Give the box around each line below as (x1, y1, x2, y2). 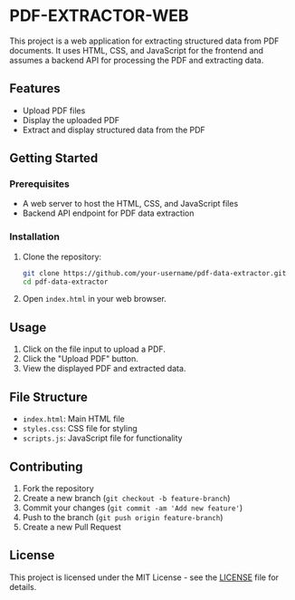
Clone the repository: (22, 251, 102, 262)
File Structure (9, 389, 88, 404)
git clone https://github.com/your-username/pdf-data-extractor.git (22, 268, 287, 277)
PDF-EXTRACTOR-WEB (9, 5, 189, 26)
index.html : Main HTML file (22, 413, 125, 424)
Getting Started (9, 150, 99, 166)
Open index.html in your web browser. (22, 294, 167, 305)
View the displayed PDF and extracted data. (22, 363, 186, 374)
